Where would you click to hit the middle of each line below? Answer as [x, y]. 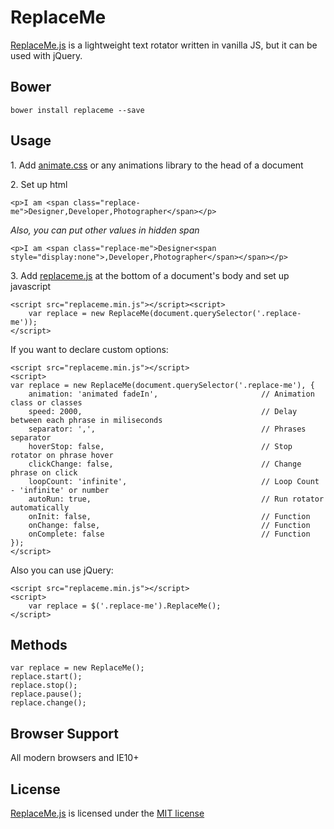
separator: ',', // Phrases [167, 429]
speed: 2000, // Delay [163, 411]
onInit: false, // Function [169, 516]
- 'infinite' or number [60, 490]
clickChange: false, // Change [165, 464]
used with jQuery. [46, 55]
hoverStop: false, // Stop [160, 446]
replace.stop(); [44, 686]
